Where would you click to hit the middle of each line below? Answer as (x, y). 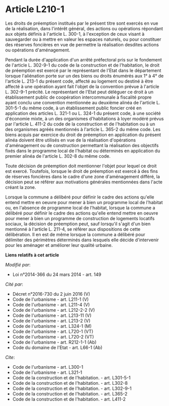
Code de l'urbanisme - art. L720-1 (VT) (53, 331)
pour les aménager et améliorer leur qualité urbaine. (59, 245)
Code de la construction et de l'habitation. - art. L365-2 (70, 393)
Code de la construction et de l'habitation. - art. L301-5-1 (71, 378)
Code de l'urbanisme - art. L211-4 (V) (51, 304)
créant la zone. (21, 187)
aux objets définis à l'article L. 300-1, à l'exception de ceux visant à (75, 34)
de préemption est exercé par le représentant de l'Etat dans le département (83, 70)
